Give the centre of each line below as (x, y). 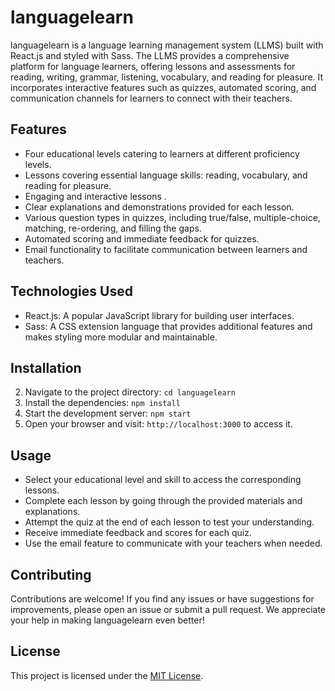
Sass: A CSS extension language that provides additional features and (168, 326)
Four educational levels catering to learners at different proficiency (162, 153)
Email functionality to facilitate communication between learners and (166, 249)
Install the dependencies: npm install (102, 403)
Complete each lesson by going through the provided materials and (163, 501)
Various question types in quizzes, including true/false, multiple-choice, (172, 217)
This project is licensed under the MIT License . (107, 675)
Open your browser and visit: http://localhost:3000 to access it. (158, 424)
